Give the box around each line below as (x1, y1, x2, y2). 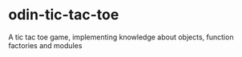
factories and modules (8, 40, 83, 50)
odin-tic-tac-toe (8, 6, 119, 24)
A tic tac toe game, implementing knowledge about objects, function (8, 32, 234, 42)
